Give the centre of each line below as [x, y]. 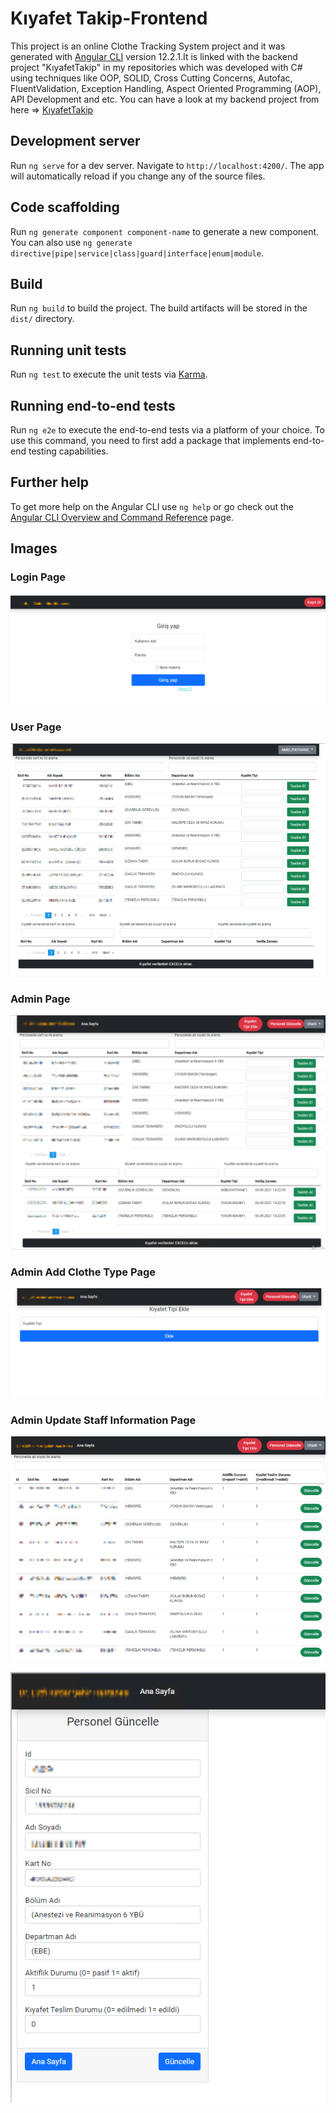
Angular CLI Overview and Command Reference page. [122, 517]
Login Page [38, 577]
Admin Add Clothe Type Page [83, 1272]
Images [34, 548]
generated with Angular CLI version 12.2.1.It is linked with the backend [154, 56]
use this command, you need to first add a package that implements [150, 440]
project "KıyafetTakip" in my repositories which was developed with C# [156, 67]
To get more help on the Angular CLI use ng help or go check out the [152, 506]
